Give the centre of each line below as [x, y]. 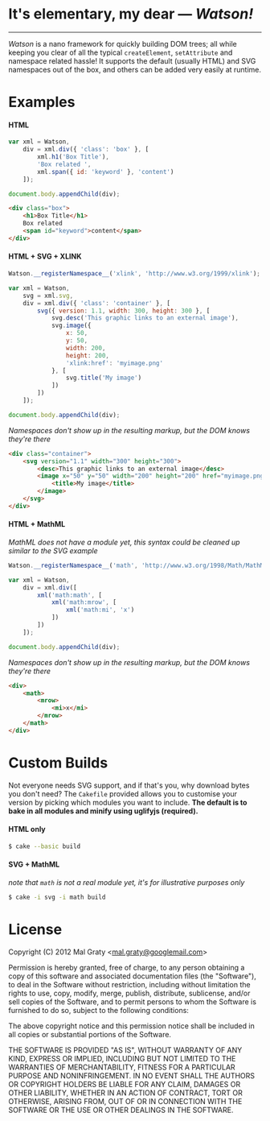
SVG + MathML [34, 865]
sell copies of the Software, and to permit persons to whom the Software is [133, 1001]
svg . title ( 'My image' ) [104, 378]
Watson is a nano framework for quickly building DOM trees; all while [123, 43]
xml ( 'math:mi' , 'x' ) [100, 610]
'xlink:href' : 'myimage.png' [114, 363]
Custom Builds [58, 763]
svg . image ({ [71, 326]
